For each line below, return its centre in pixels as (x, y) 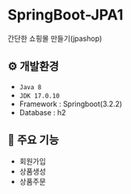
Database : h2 (42, 112)
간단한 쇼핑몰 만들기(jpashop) (55, 38)
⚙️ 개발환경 (34, 67)
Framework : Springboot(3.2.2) (71, 104)
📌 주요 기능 (34, 140)
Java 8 (30, 87)
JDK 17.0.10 (39, 96)
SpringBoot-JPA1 (65, 15)
